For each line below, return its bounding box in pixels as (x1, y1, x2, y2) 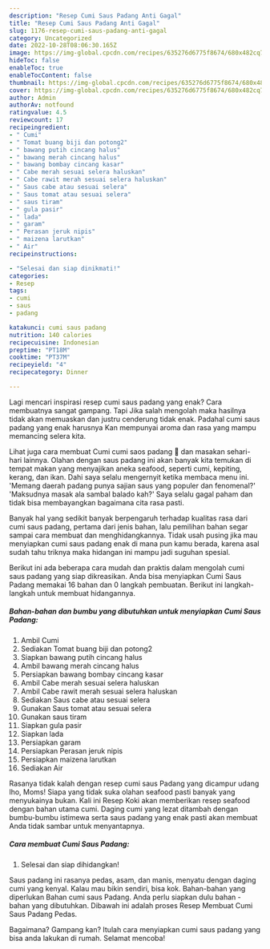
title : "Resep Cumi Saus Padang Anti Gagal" (9, 19, 160, 27)
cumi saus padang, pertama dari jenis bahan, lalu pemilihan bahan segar (9, 521, 248, 531)
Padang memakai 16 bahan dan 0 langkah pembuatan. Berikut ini (9, 580, 224, 589)
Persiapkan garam (20, 738, 81, 747)
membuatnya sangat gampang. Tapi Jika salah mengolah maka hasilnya (9, 405, 247, 415)
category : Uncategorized (9, 34, 92, 42)
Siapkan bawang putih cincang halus (20, 652, 143, 661)
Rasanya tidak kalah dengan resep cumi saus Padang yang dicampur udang (9, 778, 260, 788)
